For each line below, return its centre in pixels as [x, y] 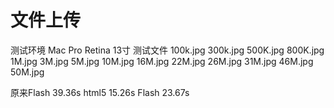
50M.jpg [27, 72]
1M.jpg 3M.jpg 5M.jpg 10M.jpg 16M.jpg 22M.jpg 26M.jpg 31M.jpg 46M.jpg [162, 61]
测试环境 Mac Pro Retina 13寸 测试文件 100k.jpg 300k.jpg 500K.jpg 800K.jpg [167, 50]
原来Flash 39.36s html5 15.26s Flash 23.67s [100, 92]
